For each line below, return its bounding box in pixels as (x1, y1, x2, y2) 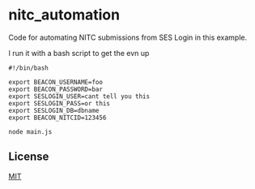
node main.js (8, 127, 53, 135)
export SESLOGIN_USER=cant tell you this (8, 92, 151, 101)
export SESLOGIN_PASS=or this (8, 99, 111, 107)
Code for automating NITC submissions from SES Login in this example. (8, 32, 248, 42)
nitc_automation (8, 6, 120, 24)
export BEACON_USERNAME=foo (8, 78, 104, 86)
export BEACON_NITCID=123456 (8, 114, 107, 122)
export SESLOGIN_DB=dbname (8, 106, 100, 114)
